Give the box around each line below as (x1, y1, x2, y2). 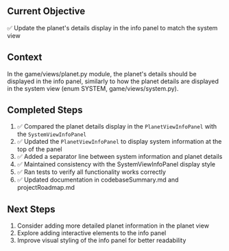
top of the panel (16, 145, 63, 153)
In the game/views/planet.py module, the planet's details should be (7, 69, 197, 78)
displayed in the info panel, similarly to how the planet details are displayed (7, 77, 219, 85)
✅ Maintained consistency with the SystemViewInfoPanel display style (16, 160, 216, 168)
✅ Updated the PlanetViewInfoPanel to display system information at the (16, 138, 222, 146)
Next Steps (7, 203, 56, 215)
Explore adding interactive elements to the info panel (16, 229, 167, 237)
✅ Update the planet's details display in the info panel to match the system (7, 23, 218, 32)
